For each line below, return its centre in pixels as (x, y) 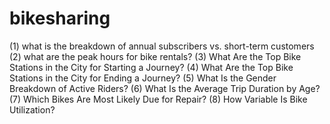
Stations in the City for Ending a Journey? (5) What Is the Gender (143, 78)
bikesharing (60, 18)
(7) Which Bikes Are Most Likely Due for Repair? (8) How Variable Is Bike (158, 99)
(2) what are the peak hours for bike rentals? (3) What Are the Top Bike (155, 56)
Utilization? (32, 109)
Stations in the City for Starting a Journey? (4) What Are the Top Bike (151, 67)
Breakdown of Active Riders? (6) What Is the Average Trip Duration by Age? (165, 88)
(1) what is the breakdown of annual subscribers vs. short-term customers (162, 46)
